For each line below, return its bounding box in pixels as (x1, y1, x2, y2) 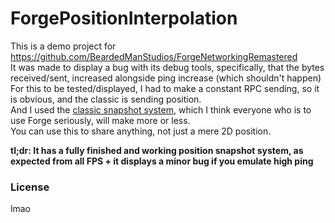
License (10, 180, 50, 194)
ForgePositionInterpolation (10, 7, 238, 30)
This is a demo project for (10, 40, 117, 52)
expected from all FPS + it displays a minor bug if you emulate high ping (10, 155, 314, 167)
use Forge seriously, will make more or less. (10, 114, 191, 126)
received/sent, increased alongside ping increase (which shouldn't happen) (10, 72, 322, 84)
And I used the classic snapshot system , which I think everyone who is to (10, 103, 312, 116)
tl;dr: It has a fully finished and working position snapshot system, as (10, 144, 304, 156)
